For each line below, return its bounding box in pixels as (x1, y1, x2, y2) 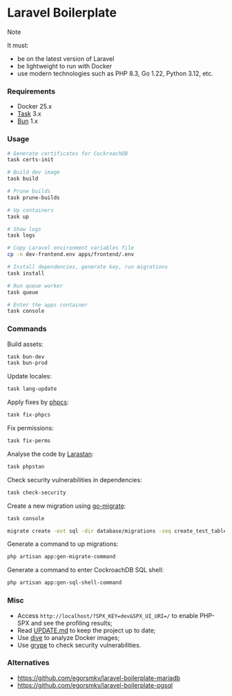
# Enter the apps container (7, 301, 88, 309)
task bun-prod (7, 360, 48, 367)
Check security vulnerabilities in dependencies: (7, 475, 143, 484)
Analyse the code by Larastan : (7, 450, 94, 458)
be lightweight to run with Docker (17, 62, 113, 70)
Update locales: (7, 372, 52, 381)
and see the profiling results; (30, 619, 113, 627)
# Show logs (7, 226, 41, 232)
